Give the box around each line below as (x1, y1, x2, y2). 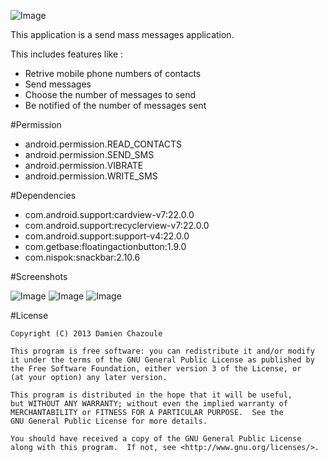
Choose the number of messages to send (24, 89, 197, 100)
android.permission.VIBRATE (24, 160, 144, 171)
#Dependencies (10, 190, 77, 201)
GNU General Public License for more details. (10, 416, 208, 426)
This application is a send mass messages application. (10, 29, 235, 40)
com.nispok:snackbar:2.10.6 (24, 251, 141, 263)
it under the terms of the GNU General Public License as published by (10, 355, 315, 365)
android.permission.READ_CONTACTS (24, 138, 182, 150)
